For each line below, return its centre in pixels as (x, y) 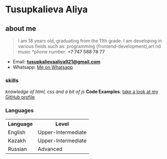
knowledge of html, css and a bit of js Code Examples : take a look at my (82, 92)
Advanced (50, 149)
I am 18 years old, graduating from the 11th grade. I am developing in (90, 41)
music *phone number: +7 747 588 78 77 (61, 52)
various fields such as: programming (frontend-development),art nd (89, 46)
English (17, 132)
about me (21, 29)
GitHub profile (20, 97)
